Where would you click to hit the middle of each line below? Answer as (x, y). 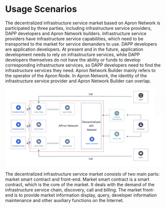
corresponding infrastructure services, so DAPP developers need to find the (83, 65)
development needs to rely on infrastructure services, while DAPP (73, 54)
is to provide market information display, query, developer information (85, 195)
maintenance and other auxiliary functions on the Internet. (65, 200)
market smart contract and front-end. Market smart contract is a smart (77, 179)
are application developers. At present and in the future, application (74, 49)
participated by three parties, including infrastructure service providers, (79, 28)
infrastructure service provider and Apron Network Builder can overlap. (78, 81)
